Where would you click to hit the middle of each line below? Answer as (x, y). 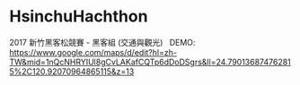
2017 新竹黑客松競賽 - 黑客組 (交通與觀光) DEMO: (102, 42)
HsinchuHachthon (79, 17)
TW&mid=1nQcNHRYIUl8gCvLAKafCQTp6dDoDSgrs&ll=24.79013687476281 (150, 62)
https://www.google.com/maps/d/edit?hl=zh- (93, 52)
